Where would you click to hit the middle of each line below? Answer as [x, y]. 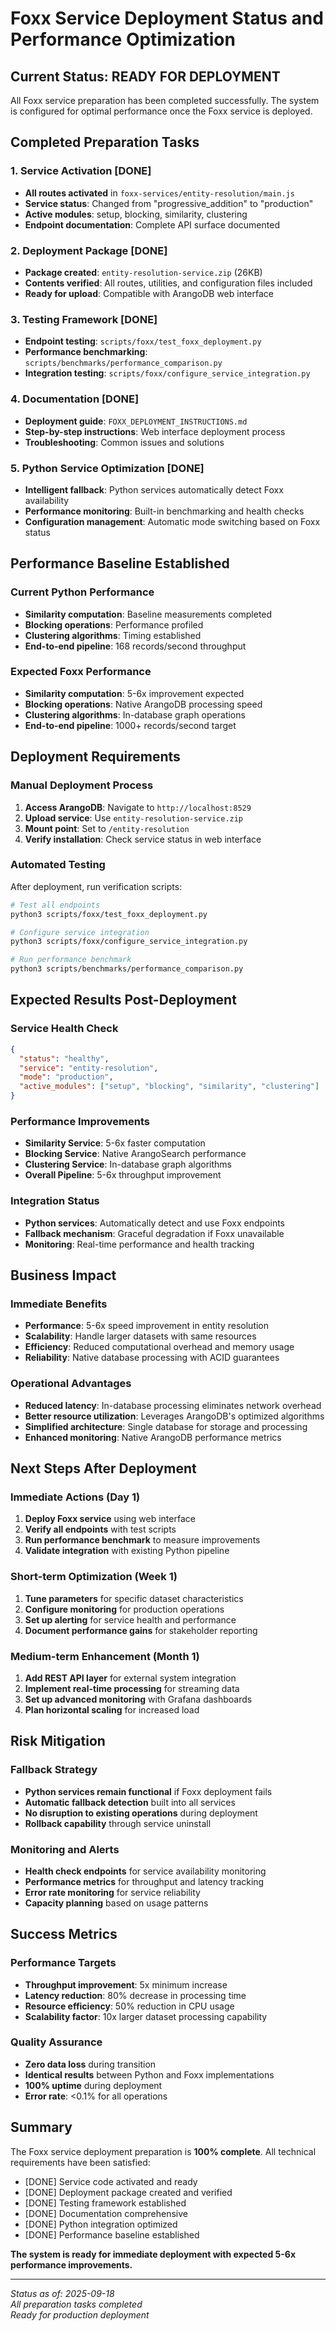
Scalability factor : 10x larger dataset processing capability [146, 2016]
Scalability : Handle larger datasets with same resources [140, 1336]
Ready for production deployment [80, 2314]
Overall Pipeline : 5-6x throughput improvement [123, 1175]
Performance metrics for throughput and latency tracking [144, 1881]
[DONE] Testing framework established [105, 2203]
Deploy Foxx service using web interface [110, 1519]
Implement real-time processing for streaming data [132, 1688]
